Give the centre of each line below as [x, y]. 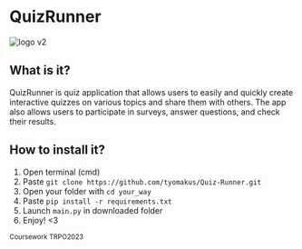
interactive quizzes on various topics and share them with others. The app [148, 102]
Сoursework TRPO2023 [47, 237]
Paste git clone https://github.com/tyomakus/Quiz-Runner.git [141, 181]
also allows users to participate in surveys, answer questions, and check [145, 112]
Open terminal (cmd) [61, 172]
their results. [33, 121]
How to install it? [58, 150]
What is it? [40, 70]
